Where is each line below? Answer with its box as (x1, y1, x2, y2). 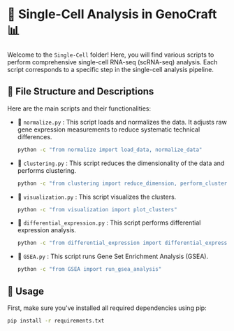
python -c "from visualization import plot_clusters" (17, 206, 177, 213)
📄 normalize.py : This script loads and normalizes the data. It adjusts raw (17, 118, 227, 126)
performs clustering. (17, 166, 77, 174)
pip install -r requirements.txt (7, 317, 105, 324)
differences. (17, 132, 52, 141)
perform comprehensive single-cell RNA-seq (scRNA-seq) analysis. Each (7, 57, 218, 66)
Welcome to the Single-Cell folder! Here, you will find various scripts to (7, 50, 214, 59)
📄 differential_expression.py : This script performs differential (17, 218, 201, 227)
